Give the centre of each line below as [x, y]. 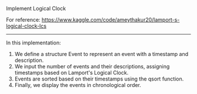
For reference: [23, 20]
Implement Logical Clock [36, 8]
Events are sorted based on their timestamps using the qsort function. [99, 79]
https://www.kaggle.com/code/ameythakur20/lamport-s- [111, 20]
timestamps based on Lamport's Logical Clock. [72, 73]
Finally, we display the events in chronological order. [78, 85]
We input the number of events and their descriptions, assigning [92, 66]
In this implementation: [34, 43]
